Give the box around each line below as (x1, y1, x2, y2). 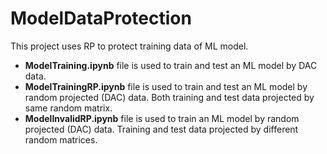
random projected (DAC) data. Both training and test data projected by (24, 91, 315, 103)
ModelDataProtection (10, 7, 192, 30)
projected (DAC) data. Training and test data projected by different (24, 123, 299, 135)
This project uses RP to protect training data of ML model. (10, 40, 249, 52)
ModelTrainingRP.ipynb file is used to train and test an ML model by (24, 80, 308, 92)
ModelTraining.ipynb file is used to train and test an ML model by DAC (24, 59, 318, 71)
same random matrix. (24, 102, 113, 114)
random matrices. (24, 133, 98, 146)
